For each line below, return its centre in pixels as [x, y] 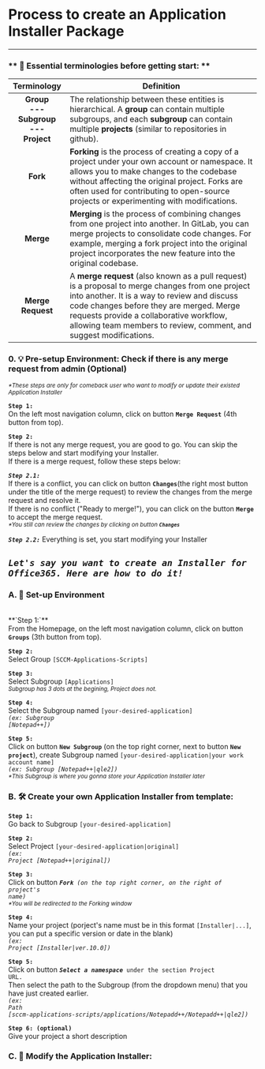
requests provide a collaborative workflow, [149, 316]
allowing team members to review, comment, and [161, 325]
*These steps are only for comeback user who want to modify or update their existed [124, 385]
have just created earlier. [49, 993]
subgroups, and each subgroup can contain [151, 119]
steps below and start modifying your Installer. [84, 452]
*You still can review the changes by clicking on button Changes [94, 524]
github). [84, 139]
